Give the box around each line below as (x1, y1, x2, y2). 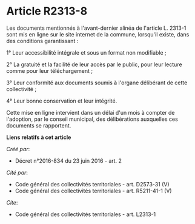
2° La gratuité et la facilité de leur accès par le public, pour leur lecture (6, 61, 183, 68)
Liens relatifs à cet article (6, 134, 71, 141)
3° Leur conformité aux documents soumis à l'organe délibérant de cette (6, 79, 188, 86)
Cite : (6, 199, 18, 206)
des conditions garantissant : (6, 37, 79, 44)
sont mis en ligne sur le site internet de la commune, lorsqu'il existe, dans (6, 30, 190, 38)
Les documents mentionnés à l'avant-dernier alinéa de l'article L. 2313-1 (6, 24, 187, 32)
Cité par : (6, 169, 28, 176)
